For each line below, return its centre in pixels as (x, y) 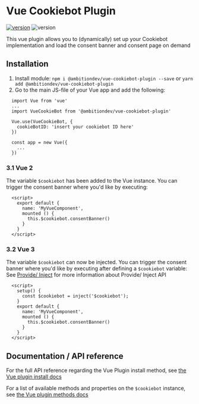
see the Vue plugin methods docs (48, 394)
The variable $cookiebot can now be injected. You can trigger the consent (97, 262)
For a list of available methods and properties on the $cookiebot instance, (96, 389)
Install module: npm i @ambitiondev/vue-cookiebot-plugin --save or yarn (104, 78)
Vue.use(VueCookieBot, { (42, 121)
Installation (27, 64)
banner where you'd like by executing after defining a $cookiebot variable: (97, 268)
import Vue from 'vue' (40, 101)
